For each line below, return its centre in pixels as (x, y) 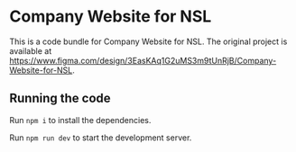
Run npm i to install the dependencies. (80, 120)
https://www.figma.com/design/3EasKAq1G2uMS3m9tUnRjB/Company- (143, 60)
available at (31, 50)
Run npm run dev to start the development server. (101, 138)
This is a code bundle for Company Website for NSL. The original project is (148, 41)
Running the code (60, 98)
